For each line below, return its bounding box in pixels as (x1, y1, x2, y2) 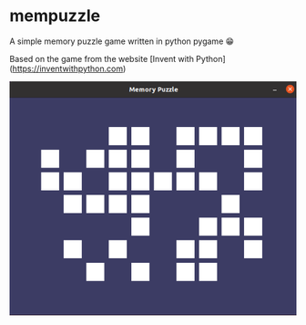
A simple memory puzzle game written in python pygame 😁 (9, 36, 235, 47)
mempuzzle (9, 5, 101, 26)
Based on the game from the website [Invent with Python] (9, 53, 226, 64)
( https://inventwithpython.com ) (9, 63, 127, 74)
